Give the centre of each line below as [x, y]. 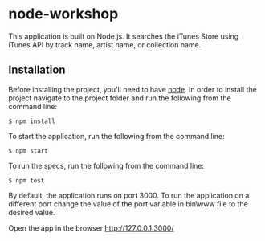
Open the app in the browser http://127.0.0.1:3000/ [91, 228]
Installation [37, 70]
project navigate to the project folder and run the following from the [120, 98]
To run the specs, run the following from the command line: [106, 165]
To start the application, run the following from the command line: [116, 136]
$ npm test [26, 180]
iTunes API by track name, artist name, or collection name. [105, 44]
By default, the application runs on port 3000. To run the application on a [129, 195]
